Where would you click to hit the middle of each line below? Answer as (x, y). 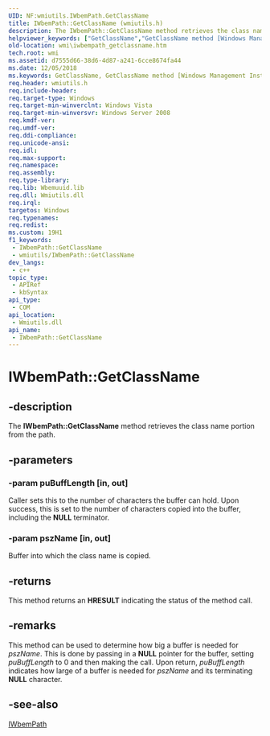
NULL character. (35, 679)
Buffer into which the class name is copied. (80, 556)
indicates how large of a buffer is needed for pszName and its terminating (131, 670)
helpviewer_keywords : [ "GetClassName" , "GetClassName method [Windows (127, 38)
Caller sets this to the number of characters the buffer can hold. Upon (124, 500)
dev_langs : (27, 262)
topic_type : (28, 278)
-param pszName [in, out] (59, 538)
